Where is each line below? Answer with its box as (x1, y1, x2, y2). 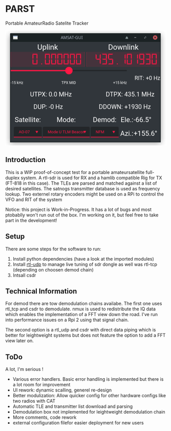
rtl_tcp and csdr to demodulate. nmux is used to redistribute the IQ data (5, 306, 156, 312)
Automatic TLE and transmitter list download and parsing (12, 403, 133, 409)
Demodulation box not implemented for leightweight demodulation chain (12, 409, 165, 415)
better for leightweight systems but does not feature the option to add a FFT (5, 332, 166, 339)
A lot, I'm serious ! (5, 366, 44, 373)
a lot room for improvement (12, 382, 71, 388)
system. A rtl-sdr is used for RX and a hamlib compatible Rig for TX (20, 174, 162, 181)
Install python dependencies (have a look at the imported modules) (12, 256, 155, 262)
